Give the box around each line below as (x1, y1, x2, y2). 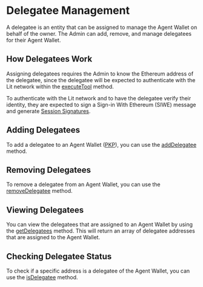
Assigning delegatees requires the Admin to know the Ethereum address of (6, 70, 194, 77)
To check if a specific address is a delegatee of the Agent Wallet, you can (6, 267, 190, 274)
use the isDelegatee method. (6, 274, 78, 281)
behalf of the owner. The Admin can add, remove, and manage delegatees (6, 30, 192, 37)
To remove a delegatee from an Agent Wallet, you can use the (6, 181, 161, 188)
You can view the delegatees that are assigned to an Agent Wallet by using (6, 221, 193, 228)
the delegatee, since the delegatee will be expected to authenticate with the (6, 76, 196, 83)
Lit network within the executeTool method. (6, 83, 114, 90)
